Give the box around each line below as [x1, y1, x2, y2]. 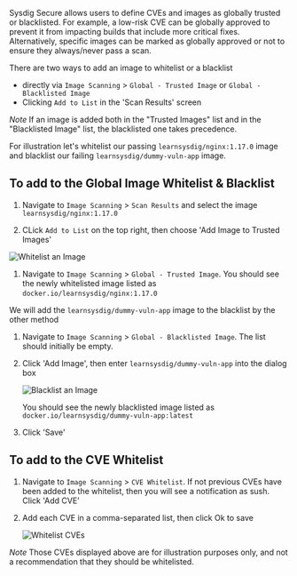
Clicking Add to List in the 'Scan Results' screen [21, 97, 202, 108]
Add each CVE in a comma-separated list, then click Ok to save [21, 512, 254, 523]
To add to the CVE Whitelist [9, 452, 164, 468]
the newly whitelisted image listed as [21, 277, 157, 288]
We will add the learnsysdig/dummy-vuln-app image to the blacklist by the [9, 304, 276, 315]
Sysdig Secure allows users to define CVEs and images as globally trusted [9, 8, 281, 18]
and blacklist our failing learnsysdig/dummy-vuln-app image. [9, 150, 226, 161]
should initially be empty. [21, 340, 113, 351]
